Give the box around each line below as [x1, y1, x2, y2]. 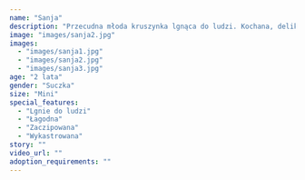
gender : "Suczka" [9, 81, 75, 90]
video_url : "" [9, 148, 64, 157]
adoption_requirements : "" [9, 156, 112, 166]
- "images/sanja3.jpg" [17, 65, 103, 74]
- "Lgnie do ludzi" [17, 106, 92, 115]
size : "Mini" [9, 89, 59, 98]
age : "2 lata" [9, 73, 64, 82]
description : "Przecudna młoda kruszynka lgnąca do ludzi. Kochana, [9, 22, 274, 31]
